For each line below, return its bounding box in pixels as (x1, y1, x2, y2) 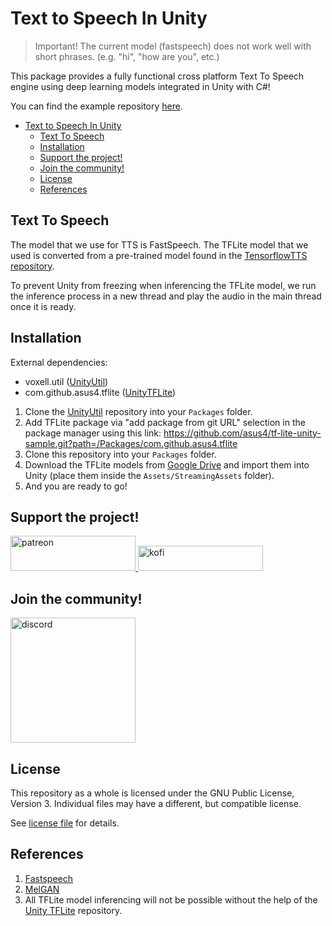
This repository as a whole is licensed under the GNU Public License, (10, 787, 295, 799)
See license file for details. (10, 817, 120, 829)
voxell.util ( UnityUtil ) (24, 375, 109, 387)
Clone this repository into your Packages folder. (24, 448, 217, 460)
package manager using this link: (24, 427, 162, 439)
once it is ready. (10, 300, 77, 312)
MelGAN (24, 883, 60, 895)
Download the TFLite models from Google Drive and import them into (24, 458, 310, 471)
